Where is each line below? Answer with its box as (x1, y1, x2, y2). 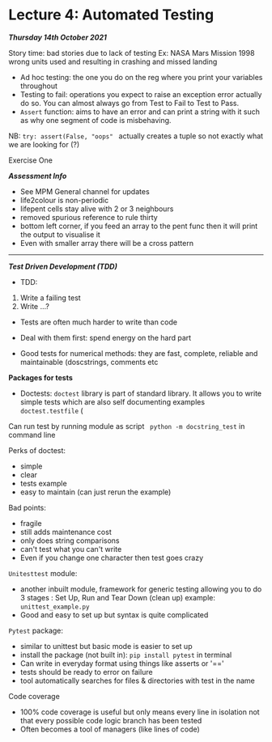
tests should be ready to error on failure (19, 667, 153, 676)
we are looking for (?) (8, 139, 80, 149)
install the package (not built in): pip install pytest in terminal (19, 650, 232, 659)
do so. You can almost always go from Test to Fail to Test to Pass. (19, 98, 240, 108)
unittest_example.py (19, 603, 90, 611)
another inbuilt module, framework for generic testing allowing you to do (19, 584, 262, 594)
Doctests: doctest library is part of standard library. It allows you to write (19, 388, 261, 398)
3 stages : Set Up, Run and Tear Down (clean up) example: (19, 592, 216, 602)
